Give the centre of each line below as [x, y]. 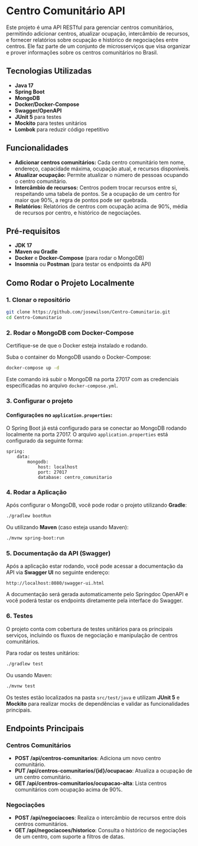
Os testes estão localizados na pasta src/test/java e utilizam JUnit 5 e [93, 697]
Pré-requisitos [33, 231]
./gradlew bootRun [29, 516]
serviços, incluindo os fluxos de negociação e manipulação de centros [92, 635]
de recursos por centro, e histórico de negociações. [78, 213]
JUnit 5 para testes [38, 117]
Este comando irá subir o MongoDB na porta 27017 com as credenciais [92, 379]
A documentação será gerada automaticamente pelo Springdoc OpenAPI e [97, 594]
